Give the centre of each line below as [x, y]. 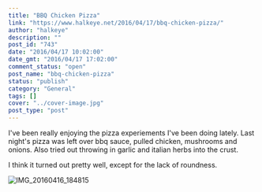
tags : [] [22, 96]
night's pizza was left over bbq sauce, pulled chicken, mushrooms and [123, 141]
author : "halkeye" [38, 30]
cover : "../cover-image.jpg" [56, 103]
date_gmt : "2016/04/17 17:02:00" [63, 60]
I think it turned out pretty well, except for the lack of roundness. [113, 165]
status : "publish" [38, 81]
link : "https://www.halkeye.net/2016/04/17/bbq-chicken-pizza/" [116, 23]
